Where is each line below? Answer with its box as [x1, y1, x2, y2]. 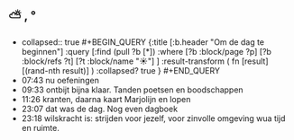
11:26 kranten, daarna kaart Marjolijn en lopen [21, 93, 191, 104]
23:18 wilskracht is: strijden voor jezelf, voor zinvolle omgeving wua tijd [21, 112, 286, 124]
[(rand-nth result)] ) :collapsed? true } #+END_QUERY [21, 65, 220, 75]
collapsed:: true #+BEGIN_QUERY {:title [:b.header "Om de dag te [21, 36, 265, 48]
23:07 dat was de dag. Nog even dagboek [21, 103, 178, 114]
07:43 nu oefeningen [21, 74, 100, 85]
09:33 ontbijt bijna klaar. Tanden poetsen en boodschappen [21, 84, 244, 95]
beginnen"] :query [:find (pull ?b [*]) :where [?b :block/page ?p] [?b [21, 46, 272, 57]
